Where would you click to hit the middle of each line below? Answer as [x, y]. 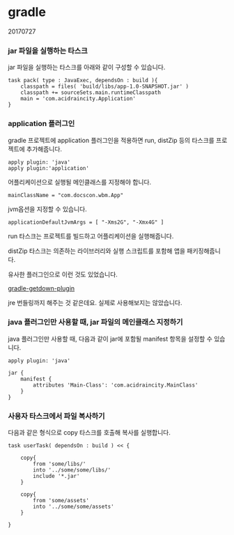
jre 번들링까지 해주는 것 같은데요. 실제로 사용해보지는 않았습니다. [95, 302]
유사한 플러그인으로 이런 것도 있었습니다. [63, 274]
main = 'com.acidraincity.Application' [78, 99]
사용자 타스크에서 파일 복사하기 [56, 416]
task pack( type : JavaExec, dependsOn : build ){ [83, 81]
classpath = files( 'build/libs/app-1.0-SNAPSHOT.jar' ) [105, 87]
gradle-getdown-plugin [41, 288]
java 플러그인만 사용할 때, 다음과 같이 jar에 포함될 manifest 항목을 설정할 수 [110, 339]
